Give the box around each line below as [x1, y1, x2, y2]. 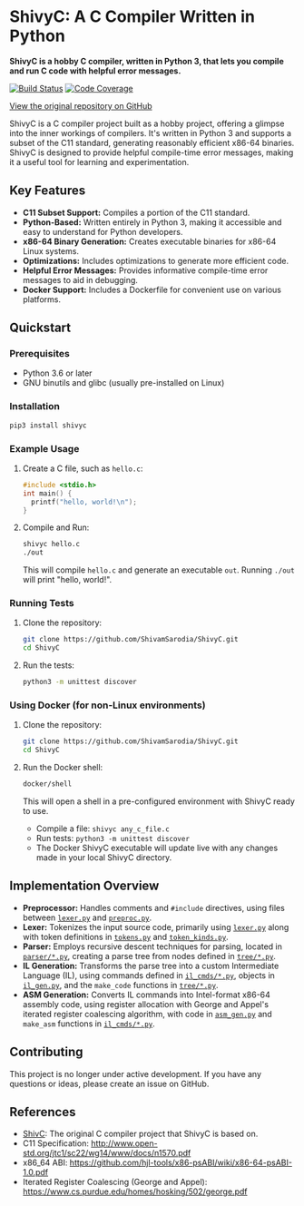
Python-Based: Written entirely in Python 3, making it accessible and [22, 216, 282, 228]
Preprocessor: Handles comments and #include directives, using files [22, 902, 286, 913]
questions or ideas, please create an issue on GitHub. [9, 1078, 210, 1089]
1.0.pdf [22, 1167, 49, 1178]
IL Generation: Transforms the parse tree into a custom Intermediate [22, 960, 279, 971]
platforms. [22, 293, 62, 305]
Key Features [9, 183, 86, 199]
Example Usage [9, 442, 80, 455]
